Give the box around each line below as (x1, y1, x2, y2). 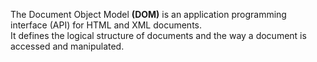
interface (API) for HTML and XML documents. (10, 19, 203, 31)
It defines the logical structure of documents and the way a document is (10, 30, 307, 41)
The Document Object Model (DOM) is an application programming (10, 9, 287, 20)
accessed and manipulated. (10, 40, 125, 52)
